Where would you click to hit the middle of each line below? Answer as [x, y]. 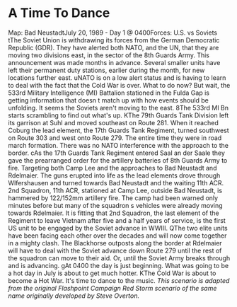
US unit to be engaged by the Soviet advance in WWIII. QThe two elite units [118, 228]
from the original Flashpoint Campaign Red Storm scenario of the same [112, 288]
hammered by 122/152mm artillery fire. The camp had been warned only [113, 198]
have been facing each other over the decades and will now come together [117, 236]
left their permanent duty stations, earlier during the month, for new [106, 70]
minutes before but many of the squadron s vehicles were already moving [115, 205]
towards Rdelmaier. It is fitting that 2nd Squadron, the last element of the [114, 213]
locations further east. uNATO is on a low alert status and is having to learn [117, 77]
